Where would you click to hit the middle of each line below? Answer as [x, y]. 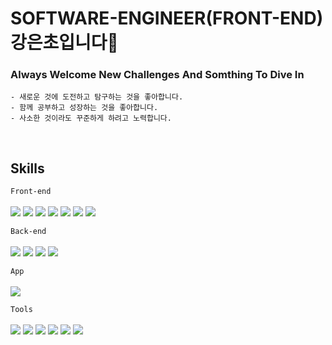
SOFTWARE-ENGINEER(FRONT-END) [167, 18]
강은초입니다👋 [64, 43]
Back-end [28, 232]
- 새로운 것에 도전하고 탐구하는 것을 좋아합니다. [97, 97]
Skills [27, 168]
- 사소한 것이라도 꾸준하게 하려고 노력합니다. [91, 118]
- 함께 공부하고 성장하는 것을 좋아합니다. [84, 108]
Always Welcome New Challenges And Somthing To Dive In [157, 75]
